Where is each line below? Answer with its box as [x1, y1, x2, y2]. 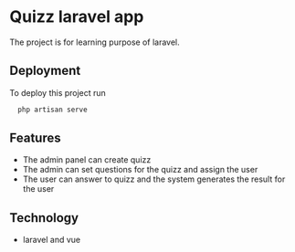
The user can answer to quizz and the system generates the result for [22, 173, 286, 184]
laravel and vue [22, 235, 81, 246]
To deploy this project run [9, 87, 107, 98]
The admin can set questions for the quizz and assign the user [22, 164, 258, 175]
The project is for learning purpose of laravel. [9, 37, 180, 47]
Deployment [9, 63, 81, 79]
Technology [9, 210, 79, 226]
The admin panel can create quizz [22, 154, 152, 165]
